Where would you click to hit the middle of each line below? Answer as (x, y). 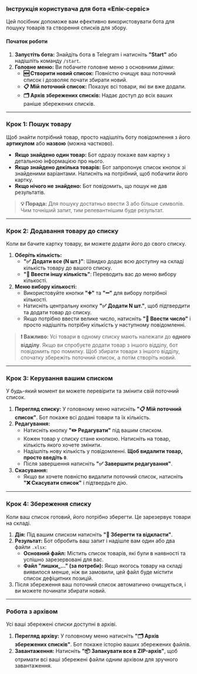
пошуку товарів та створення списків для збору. (67, 28)
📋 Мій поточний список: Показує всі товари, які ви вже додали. (105, 86)
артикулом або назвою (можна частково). (60, 143)
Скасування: (31, 470)
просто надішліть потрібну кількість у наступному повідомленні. (105, 325)
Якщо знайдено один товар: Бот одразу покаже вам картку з (92, 155)
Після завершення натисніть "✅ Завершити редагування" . (98, 464)
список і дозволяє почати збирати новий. (75, 80)
